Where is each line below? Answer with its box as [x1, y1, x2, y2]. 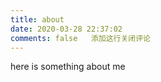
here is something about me [10, 61, 126, 73]
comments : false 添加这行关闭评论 [10, 33, 152, 43]
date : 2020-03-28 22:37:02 [10, 24, 123, 34]
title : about [10, 14, 65, 25]
